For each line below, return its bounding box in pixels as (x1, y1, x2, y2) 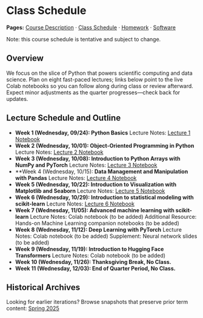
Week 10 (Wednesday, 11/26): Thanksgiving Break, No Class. (15, 258, 171, 265)
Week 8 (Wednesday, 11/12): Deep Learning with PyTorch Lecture (15, 226, 182, 233)
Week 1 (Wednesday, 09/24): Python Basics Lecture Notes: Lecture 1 (15, 129, 191, 136)
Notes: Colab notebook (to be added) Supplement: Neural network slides (15, 232, 198, 240)
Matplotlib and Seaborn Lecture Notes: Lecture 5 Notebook (15, 187, 165, 195)
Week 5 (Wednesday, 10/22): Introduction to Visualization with (15, 181, 177, 188)
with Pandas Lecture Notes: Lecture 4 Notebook (15, 174, 137, 181)
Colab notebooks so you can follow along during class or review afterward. (6, 82, 194, 89)
